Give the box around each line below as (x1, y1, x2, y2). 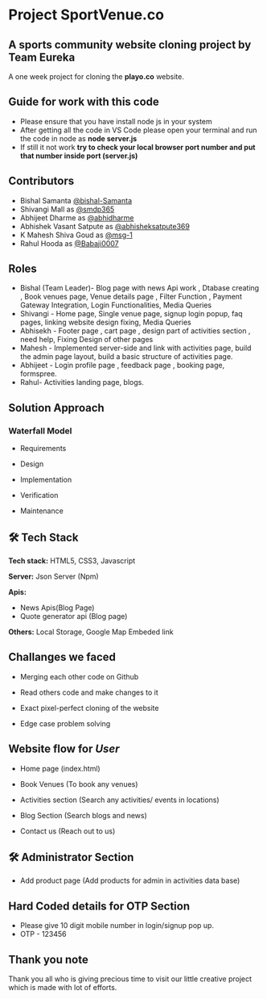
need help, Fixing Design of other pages (19, 335, 154, 345)
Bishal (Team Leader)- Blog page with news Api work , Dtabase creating (19, 283, 260, 293)
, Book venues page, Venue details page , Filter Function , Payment (19, 292, 243, 302)
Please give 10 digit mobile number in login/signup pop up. (19, 921, 215, 930)
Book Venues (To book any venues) (19, 779, 138, 788)
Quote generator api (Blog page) (19, 611, 128, 621)
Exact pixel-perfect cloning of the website (19, 703, 159, 713)
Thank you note (8, 952, 88, 966)
